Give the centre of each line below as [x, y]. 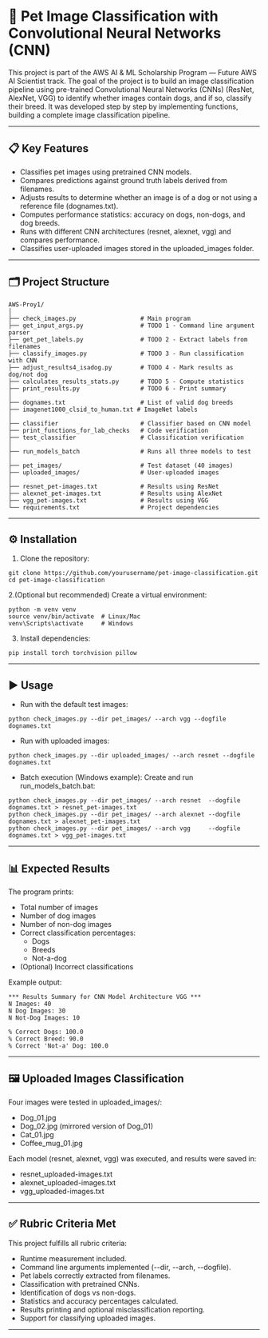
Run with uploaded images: [65, 741]
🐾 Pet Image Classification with [113, 16]
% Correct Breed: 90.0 [46, 1039]
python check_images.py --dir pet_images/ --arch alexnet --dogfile [124, 815]
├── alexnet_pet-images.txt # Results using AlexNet [116, 493]
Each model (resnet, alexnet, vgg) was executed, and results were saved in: [132, 1158]
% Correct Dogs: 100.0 [46, 1032]
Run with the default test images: [74, 705]
